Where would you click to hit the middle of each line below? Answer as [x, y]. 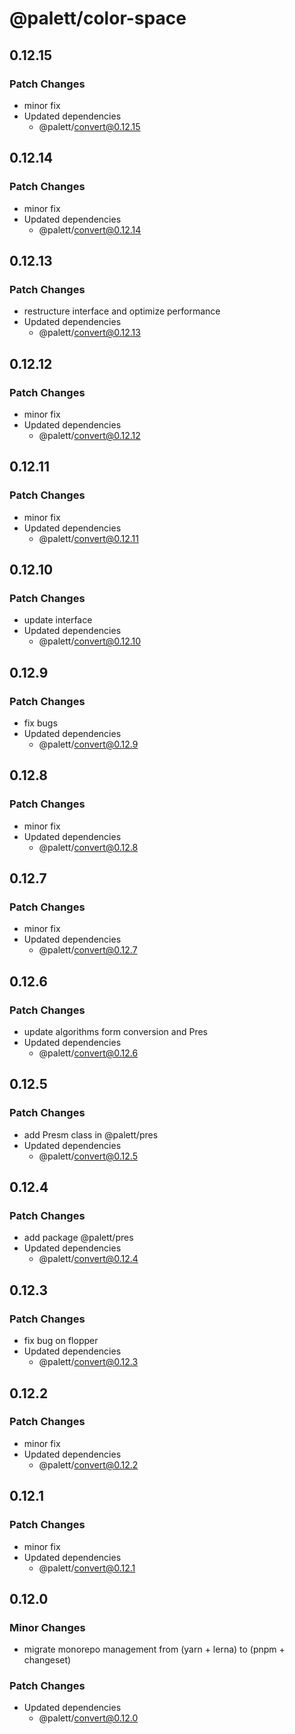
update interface [58, 620]
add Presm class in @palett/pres [91, 1134]
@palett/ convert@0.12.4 [88, 1259]
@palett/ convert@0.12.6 [88, 1053]
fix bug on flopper [61, 1341]
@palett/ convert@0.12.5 [88, 1156]
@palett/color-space [98, 18]
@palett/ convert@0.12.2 [88, 1464]
